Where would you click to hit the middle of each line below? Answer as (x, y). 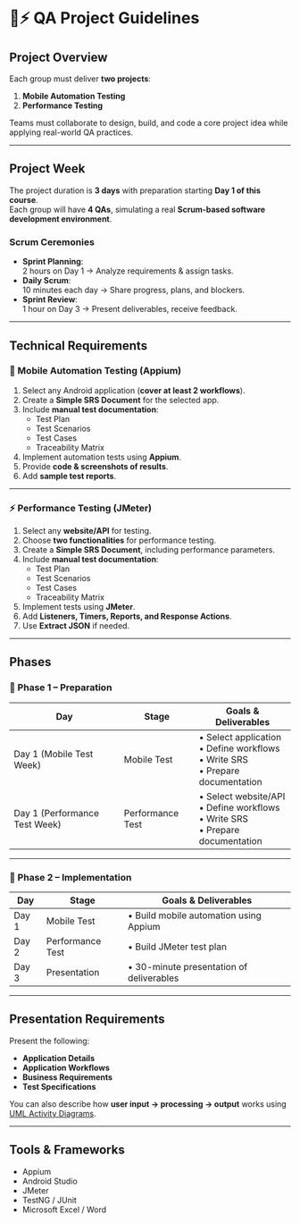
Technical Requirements (79, 346)
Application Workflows (66, 1067)
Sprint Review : (50, 299)
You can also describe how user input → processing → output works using (148, 1104)
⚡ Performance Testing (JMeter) (81, 508)
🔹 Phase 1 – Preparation (61, 687)
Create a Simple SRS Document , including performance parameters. (148, 550)
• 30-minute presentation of (188, 967)
